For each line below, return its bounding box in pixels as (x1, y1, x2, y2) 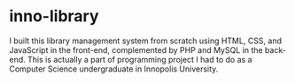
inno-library (9, 6, 99, 26)
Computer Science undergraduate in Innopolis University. (9, 64, 219, 74)
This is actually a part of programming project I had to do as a (27, 54, 252, 64)
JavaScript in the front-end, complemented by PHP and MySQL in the (9, 44, 263, 55)
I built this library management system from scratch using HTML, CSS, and (9, 35, 282, 46)
